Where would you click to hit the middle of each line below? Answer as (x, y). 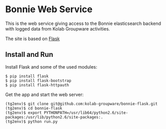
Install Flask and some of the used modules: (51, 67)
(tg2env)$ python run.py (31, 121)
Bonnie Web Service (49, 9)
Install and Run (29, 55)
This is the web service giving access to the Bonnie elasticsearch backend (83, 23)
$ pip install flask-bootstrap (38, 80)
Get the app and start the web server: (44, 94)
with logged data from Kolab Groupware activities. (58, 28)
